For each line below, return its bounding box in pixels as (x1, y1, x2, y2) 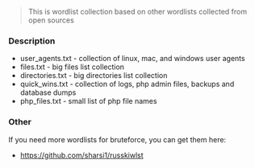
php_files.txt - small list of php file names (19, 96, 157, 106)
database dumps (19, 88, 77, 97)
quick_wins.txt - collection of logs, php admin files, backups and (19, 80, 235, 89)
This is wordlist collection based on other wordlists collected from (27, 7, 248, 16)
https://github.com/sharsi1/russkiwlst (19, 150, 144, 160)
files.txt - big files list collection (19, 62, 125, 72)
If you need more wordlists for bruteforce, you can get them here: (8, 134, 227, 144)
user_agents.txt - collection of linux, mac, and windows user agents (19, 54, 245, 64)
